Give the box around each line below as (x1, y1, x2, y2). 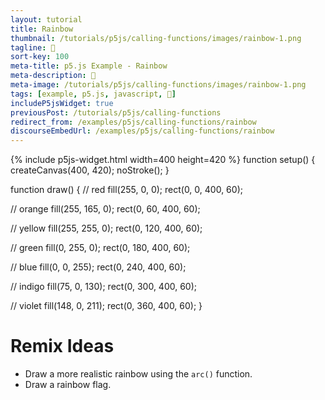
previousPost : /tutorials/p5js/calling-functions (10, 107, 222, 118)
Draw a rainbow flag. (24, 379, 112, 391)
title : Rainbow (10, 24, 74, 34)
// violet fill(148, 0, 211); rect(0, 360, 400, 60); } (10, 300, 203, 312)
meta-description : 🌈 (10, 71, 97, 81)
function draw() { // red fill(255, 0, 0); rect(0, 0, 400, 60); (10, 184, 243, 196)
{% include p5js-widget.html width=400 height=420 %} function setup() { (10, 154, 316, 166)
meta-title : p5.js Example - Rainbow (10, 61, 168, 71)
